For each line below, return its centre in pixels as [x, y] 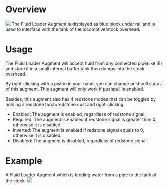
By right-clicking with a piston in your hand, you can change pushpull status [83, 83]
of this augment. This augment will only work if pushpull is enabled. [75, 89]
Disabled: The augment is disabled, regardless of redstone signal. [80, 140]
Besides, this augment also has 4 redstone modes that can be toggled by [81, 99]
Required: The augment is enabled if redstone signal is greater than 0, [85, 119]
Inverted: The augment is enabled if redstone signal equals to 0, [78, 130]
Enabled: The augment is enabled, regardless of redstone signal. [79, 114]
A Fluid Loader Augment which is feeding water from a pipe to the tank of [81, 175]
